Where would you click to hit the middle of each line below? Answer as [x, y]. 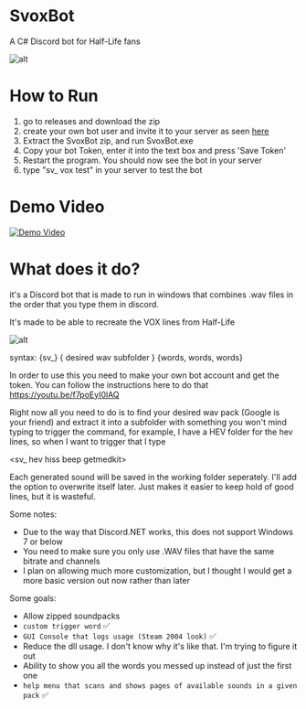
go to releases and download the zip [91, 121]
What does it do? [75, 269]
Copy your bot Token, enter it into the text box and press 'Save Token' [154, 150]
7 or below [42, 542]
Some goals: [33, 598]
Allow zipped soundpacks [71, 616]
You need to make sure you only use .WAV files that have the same [148, 551]
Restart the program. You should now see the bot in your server [142, 160]
